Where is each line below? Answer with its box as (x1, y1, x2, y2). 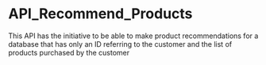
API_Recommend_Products (8, 5, 193, 23)
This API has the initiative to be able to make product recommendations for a (8, 31, 259, 40)
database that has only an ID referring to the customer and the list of (8, 39, 233, 48)
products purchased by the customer (8, 48, 129, 57)
